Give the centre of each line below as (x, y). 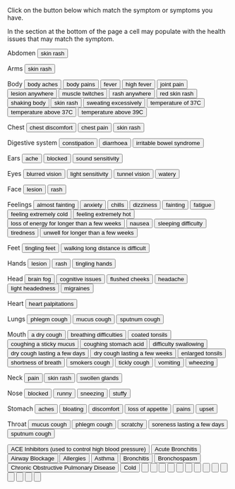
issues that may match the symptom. (61, 39)
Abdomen (22, 53)
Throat (17, 424)
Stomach (20, 408)
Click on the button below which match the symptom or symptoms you (110, 10)
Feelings (20, 205)
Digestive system (32, 143)
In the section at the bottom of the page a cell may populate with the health (116, 31)
